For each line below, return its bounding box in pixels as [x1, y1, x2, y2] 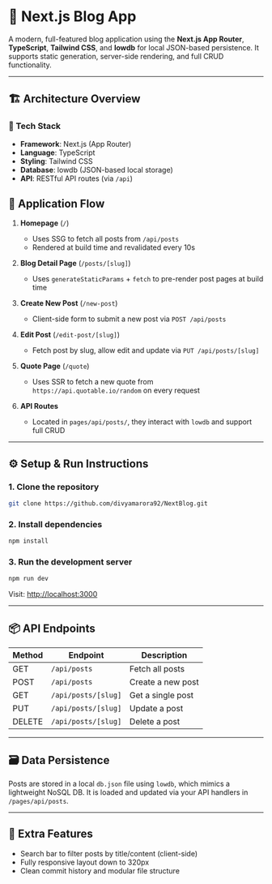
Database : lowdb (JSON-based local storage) [19, 165, 173, 174]
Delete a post [129, 716, 181, 727]
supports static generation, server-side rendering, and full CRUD [8, 51, 224, 61]
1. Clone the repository [8, 481, 100, 492]
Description [141, 650, 188, 661]
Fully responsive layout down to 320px [19, 857, 150, 867]
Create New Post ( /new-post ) [19, 298, 118, 308]
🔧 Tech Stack [8, 121, 62, 132]
